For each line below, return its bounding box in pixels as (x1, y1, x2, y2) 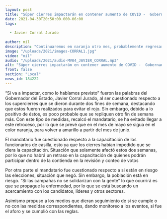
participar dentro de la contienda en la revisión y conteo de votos (5, 157, 139, 164)
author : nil (5, 40, 30, 45)
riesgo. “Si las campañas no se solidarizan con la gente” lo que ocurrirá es (5, 177, 158, 183)
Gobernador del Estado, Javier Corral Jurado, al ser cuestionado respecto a (5, 95, 161, 101)
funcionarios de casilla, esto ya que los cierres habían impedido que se (5, 142, 151, 148)
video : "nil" (5, 53, 32, 58)
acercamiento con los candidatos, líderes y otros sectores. (5, 188, 125, 194)
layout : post (5, 7, 32, 12)
